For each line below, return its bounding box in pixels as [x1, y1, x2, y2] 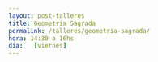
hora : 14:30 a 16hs [8, 34, 75, 43]
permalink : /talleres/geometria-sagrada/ [8, 27, 151, 35]
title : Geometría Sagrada [8, 19, 96, 27]
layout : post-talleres [8, 11, 85, 20]
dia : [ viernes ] [8, 42, 67, 50]
